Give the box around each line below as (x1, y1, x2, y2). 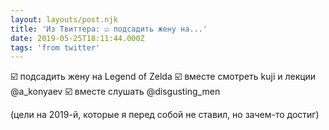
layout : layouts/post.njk (10, 14, 118, 25)
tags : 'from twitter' (10, 42, 101, 53)
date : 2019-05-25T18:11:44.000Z (10, 33, 145, 43)
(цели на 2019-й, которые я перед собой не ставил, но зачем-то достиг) (10, 109, 320, 121)
